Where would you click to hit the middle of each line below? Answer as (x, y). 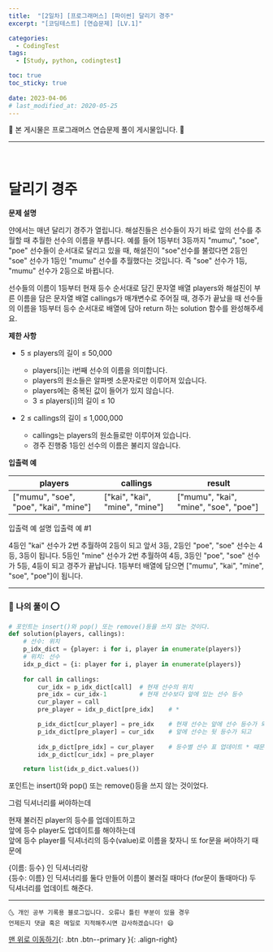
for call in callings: (61, 679)
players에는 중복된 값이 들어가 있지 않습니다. (103, 391)
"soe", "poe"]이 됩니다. (46, 576)
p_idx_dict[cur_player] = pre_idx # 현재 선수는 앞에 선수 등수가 (147, 725)
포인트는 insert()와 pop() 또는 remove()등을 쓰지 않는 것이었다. (108, 785)
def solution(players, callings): (67, 634)
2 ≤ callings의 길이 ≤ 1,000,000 (71, 418)
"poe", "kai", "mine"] (52, 507)
